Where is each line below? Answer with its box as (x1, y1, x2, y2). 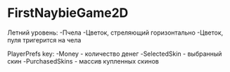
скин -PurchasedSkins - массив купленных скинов (7, 56, 160, 65)
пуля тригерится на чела (7, 35, 82, 44)
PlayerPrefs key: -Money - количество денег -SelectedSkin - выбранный (7, 49, 222, 58)
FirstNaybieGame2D (7, 5, 129, 21)
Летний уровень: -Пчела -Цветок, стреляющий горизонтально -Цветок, (7, 28, 224, 37)
